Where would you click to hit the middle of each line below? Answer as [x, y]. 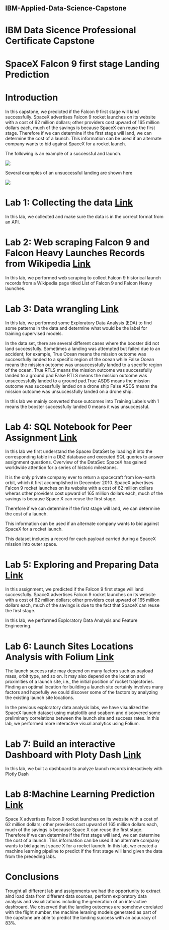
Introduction [32, 97]
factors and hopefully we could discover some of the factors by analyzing [82, 692]
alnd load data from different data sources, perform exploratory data [76, 896]
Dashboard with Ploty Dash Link [73, 755]
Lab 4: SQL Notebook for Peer [69, 427]
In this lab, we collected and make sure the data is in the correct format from [84, 216]
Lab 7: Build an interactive [60, 744]
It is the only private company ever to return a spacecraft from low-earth [80, 477]
